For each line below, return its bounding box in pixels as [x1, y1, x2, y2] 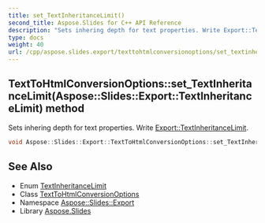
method [45, 102, 85, 115]
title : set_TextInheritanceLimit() [8, 11, 125, 20]
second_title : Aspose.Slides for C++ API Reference [8, 19, 181, 27]
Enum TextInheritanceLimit [19, 180, 107, 190]
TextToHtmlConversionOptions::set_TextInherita [8, 77, 252, 91]
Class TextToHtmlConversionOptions [19, 189, 140, 199]
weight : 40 [8, 41, 44, 49]
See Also [8, 160, 53, 173]
